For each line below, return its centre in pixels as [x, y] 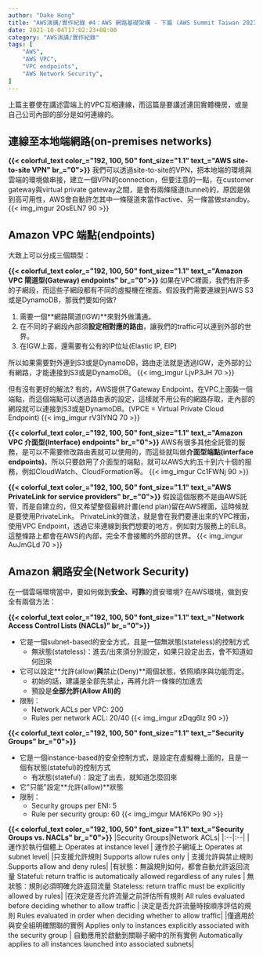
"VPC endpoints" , [50, 67]
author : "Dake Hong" [42, 15]
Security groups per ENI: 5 [74, 805]
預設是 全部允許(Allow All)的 [76, 691]
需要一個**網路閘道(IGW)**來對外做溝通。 [87, 317]
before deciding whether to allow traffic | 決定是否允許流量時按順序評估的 [126, 905]
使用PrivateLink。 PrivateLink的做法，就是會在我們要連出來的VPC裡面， [138, 516]
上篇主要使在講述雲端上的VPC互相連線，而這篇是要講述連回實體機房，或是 [128, 104]
